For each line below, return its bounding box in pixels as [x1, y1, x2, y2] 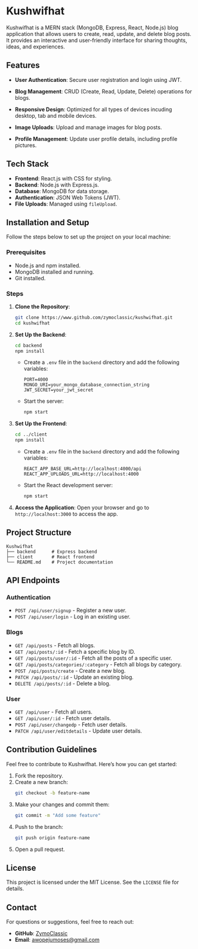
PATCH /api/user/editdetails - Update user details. [14, 727, 142, 734]
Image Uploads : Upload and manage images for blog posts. [14, 124, 162, 131]
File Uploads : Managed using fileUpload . [14, 200, 117, 207]
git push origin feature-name [14, 835, 91, 841]
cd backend [14, 342, 42, 348]
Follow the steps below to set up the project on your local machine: [6, 233, 171, 240]
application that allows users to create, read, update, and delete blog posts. [6, 30, 192, 37]
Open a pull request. [14, 846, 66, 853]
